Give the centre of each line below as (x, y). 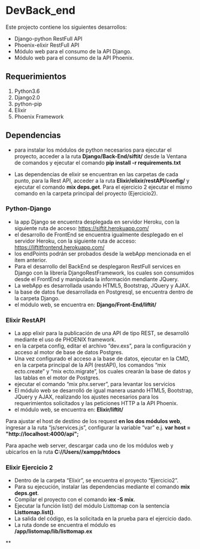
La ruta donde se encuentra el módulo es (65, 525)
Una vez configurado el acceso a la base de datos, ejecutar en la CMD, (102, 359)
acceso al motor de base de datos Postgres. (69, 352)
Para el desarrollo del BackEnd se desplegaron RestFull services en (97, 266)
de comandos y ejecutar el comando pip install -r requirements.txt (97, 162)
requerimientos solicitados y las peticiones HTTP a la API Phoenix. (96, 403)
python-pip (28, 104)
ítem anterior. (31, 260)
